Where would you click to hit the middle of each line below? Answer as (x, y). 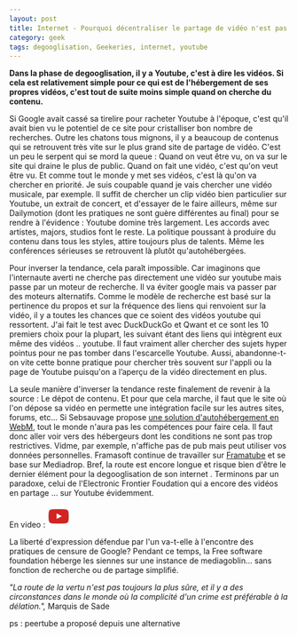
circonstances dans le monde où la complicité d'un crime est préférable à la (148, 597)
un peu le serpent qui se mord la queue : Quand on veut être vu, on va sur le (148, 156)
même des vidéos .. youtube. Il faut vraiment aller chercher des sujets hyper (148, 344)
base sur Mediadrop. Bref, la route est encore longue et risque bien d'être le (148, 465)
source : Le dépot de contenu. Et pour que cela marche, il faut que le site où (148, 399)
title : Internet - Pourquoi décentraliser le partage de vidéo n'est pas (148, 28)
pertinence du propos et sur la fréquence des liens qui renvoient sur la (138, 306)
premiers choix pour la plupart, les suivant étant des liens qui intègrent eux (145, 334)
